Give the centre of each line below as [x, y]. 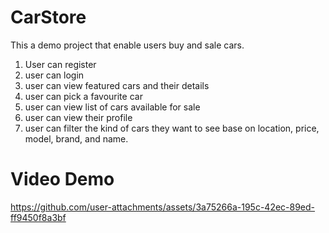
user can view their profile [78, 117]
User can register [60, 64]
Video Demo [62, 179]
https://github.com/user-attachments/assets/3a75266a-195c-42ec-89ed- [163, 207]
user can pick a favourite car [83, 96]
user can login [54, 75]
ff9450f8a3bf [38, 217]
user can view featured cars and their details [117, 85]
